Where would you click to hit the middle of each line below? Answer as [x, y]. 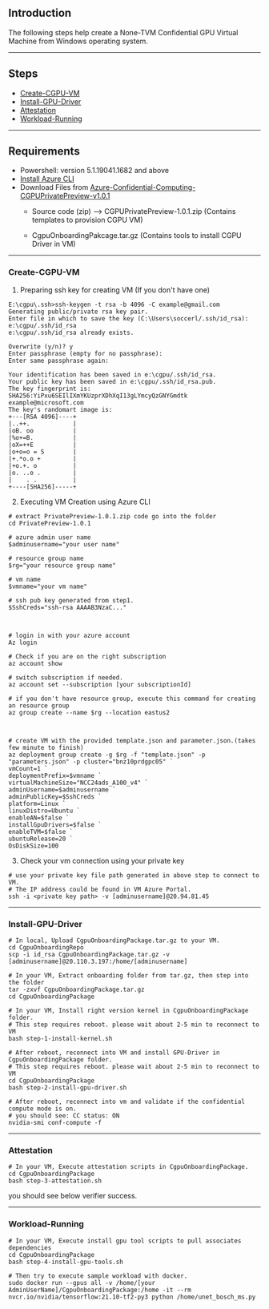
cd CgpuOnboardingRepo [46, 948]
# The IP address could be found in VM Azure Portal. [100, 889]
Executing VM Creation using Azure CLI [85, 501]
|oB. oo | [43, 431]
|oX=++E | [43, 445]
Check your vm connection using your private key [102, 860]
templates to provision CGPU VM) [87, 220]
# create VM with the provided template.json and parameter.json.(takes [132, 740]
